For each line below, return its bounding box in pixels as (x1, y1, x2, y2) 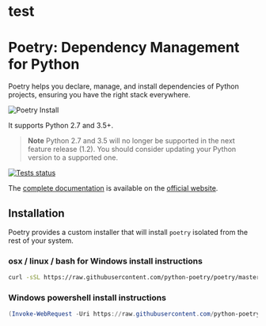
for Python (8, 55, 80, 74)
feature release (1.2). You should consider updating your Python (27, 145, 237, 154)
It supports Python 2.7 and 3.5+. (8, 121, 114, 131)
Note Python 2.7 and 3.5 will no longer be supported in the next (27, 136, 235, 146)
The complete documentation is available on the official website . (8, 184, 218, 193)
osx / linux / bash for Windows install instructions (8, 256, 203, 267)
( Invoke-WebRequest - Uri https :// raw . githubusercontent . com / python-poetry (8, 310, 260, 318)
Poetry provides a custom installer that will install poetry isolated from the (8, 227, 248, 237)
